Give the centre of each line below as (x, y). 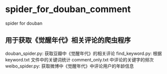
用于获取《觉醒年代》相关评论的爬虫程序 (68, 41)
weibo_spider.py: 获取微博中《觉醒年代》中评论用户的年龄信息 (70, 66)
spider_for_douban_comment (68, 9)
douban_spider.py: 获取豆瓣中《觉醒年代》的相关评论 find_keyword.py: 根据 (83, 53)
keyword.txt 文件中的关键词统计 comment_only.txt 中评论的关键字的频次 (80, 59)
